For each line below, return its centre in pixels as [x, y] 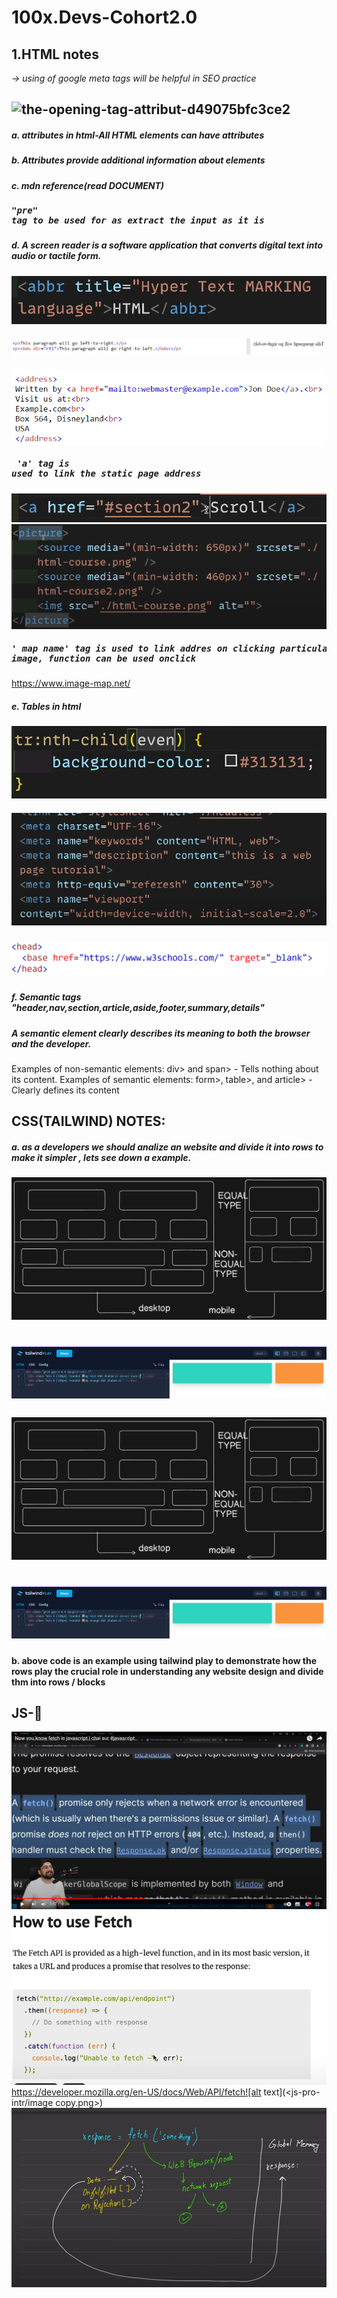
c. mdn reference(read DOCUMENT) [88, 185]
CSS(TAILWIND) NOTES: [88, 1121]
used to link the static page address [106, 474]
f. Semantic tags [46, 997]
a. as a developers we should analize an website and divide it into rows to [167, 1147]
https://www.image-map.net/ [71, 683]
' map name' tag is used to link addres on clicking [143, 648]
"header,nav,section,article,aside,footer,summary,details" [138, 1008]
